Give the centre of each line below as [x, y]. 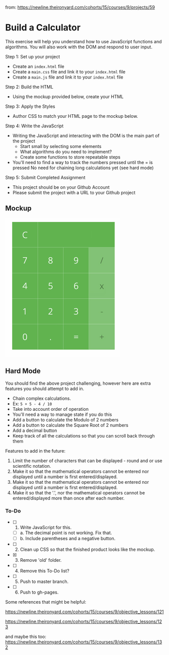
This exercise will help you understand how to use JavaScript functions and [83, 41]
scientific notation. [32, 466]
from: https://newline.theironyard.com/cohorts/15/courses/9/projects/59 [80, 7]
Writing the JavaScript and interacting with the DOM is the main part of [86, 135]
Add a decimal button [35, 430]
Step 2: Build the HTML [29, 87]
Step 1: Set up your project [33, 56]
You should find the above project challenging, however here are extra [78, 383]
